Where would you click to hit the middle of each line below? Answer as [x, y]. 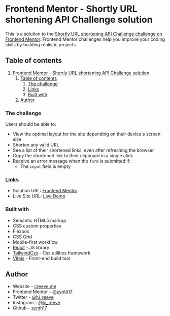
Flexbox [21, 231]
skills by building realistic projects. [41, 44]
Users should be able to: [31, 124]
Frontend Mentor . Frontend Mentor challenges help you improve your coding [85, 39]
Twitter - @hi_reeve [33, 297]
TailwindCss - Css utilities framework [52, 253]
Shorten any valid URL [36, 145]
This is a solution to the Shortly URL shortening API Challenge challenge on [84, 34]
